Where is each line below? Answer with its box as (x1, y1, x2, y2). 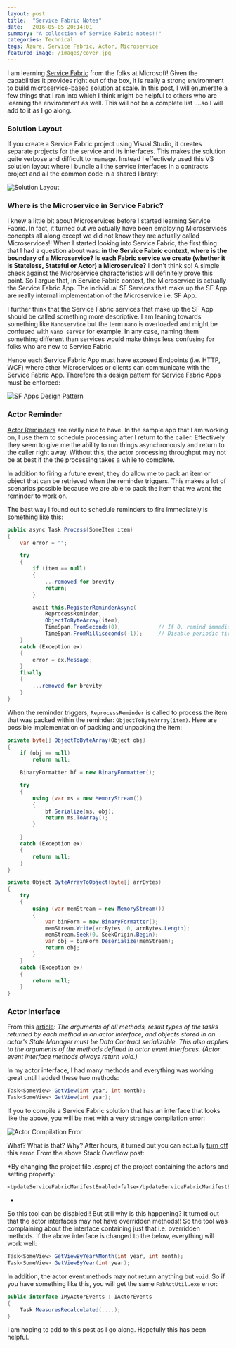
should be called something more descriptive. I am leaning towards (7, 312, 202, 321)
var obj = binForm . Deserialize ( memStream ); (44, 938, 174, 945)
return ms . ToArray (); (44, 814, 109, 821)
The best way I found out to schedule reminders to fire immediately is (7, 505, 209, 513)
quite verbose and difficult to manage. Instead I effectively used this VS (7, 155, 214, 163)
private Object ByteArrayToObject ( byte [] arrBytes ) (7, 879, 162, 886)
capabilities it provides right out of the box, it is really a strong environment (7, 76, 224, 84)
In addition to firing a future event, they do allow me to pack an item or (7, 469, 211, 477)
